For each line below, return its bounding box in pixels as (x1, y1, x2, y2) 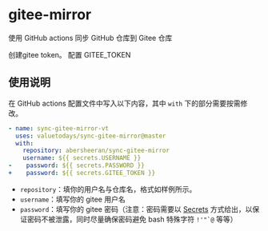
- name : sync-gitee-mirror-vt (8, 124, 110, 133)
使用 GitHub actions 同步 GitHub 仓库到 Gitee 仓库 (8, 33, 173, 42)
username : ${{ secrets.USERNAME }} (22, 154, 142, 162)
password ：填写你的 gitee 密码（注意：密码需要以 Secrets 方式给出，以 (19, 204, 253, 213)
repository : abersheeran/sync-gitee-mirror (22, 146, 170, 155)
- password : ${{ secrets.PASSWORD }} (8, 161, 146, 169)
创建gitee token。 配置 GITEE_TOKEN (8, 50, 131, 59)
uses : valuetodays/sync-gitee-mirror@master (15, 132, 166, 140)
